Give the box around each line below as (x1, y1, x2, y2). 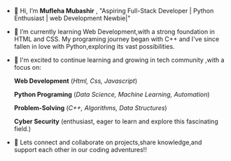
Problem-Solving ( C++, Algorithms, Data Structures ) (13, 104, 167, 112)
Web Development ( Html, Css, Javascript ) (13, 77, 138, 85)
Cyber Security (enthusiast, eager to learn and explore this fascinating (13, 117, 218, 125)
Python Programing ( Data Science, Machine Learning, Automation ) (13, 91, 210, 98)
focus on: (13, 63, 42, 71)
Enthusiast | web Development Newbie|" (13, 14, 131, 22)
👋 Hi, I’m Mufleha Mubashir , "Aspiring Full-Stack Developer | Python (13, 7, 214, 15)
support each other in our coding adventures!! (13, 146, 147, 153)
